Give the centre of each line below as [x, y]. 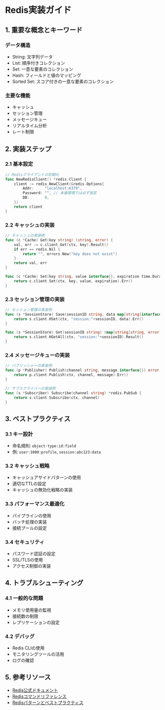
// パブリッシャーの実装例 [29, 366]
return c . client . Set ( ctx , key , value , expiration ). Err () [73, 281]
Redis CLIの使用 [28, 648]
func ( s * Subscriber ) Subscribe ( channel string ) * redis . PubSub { [73, 393]
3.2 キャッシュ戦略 [27, 466]
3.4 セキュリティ [25, 542]
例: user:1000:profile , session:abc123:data [56, 452]
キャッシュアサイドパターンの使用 [46, 478]
